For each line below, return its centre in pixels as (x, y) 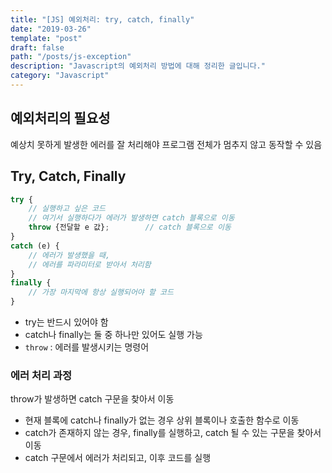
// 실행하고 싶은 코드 (67, 209)
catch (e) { (35, 246)
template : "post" (46, 38)
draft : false (37, 47)
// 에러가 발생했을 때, (69, 255)
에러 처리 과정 (41, 375)
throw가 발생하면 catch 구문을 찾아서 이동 (92, 399)
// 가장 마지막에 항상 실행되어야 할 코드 (101, 292)
